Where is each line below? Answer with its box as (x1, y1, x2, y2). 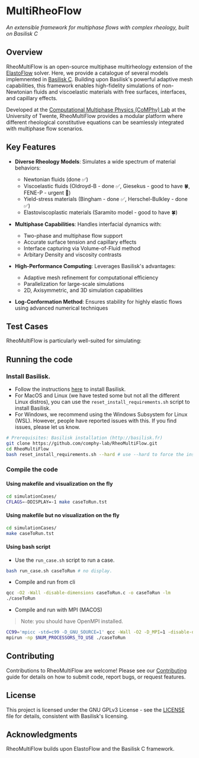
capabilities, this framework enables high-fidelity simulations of (6, 82, 161, 89)
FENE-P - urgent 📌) (23, 189, 71, 196)
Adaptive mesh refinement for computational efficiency (23, 274, 159, 281)
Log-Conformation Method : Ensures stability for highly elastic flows (14, 298, 182, 305)
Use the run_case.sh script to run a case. (14, 556, 115, 563)
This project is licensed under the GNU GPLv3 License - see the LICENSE (6, 706, 185, 713)
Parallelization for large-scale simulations (23, 280, 124, 287)
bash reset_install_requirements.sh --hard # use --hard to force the (6, 451, 184, 457)
